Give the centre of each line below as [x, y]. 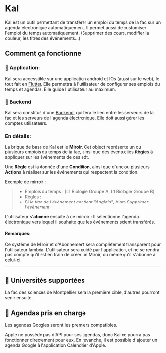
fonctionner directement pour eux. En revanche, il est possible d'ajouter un [81, 340]
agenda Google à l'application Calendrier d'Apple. [56, 345]
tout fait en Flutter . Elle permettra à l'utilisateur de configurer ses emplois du [83, 84]
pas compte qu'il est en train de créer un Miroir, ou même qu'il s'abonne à [80, 255]
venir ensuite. [19, 298]
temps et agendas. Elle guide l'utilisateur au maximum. [61, 89]
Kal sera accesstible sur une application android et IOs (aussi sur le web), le [82, 78]
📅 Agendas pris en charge [46, 313]
